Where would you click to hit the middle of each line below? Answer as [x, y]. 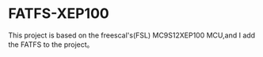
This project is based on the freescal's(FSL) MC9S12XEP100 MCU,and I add [132, 35]
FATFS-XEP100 [59, 14]
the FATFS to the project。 [51, 45]
